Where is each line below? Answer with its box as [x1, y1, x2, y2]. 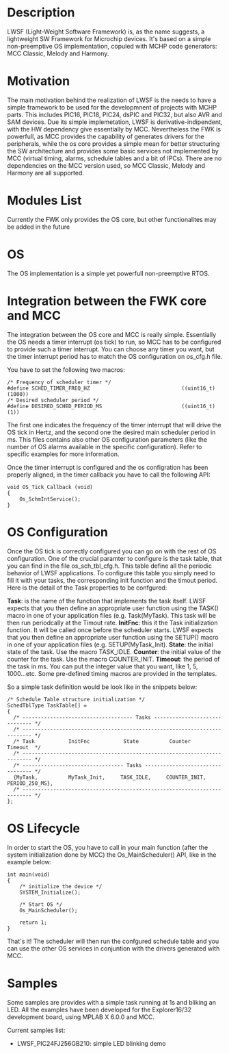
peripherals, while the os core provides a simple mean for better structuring [7, 139, 220, 148]
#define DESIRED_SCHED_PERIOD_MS [7, 403, 103, 410]
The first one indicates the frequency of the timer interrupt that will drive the [7, 421, 221, 429]
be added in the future [7, 223, 70, 231]
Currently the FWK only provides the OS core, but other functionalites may [7, 215, 217, 223]
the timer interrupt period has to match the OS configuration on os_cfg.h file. [7, 352, 223, 360]
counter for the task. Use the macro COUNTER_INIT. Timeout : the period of [7, 655, 220, 663]
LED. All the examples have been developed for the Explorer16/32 [7, 1005, 191, 1014]
